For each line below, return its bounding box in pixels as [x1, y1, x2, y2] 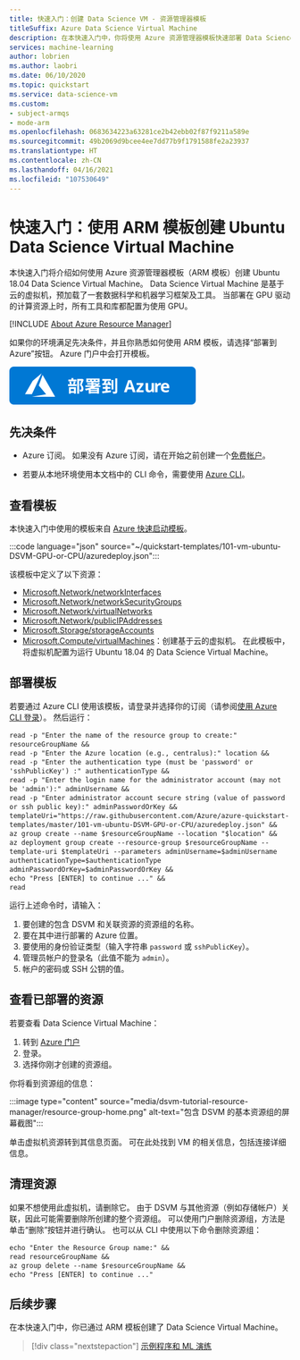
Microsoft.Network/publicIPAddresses [21, 615, 162, 626]
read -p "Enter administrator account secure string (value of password [9, 793, 286, 802]
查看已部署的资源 [9, 993, 104, 1008]
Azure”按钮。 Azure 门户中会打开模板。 [9, 349, 154, 359]
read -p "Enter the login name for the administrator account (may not [9, 775, 281, 784]
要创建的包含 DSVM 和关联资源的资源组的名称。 [21, 918, 199, 929]
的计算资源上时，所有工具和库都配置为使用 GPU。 [9, 300, 193, 312]
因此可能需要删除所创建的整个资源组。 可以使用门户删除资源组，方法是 [24, 1212, 286, 1224]
